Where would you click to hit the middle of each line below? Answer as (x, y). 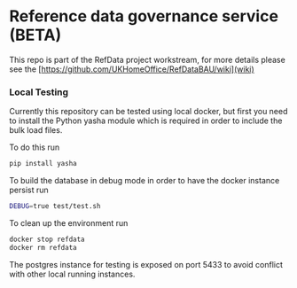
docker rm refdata (43, 247)
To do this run (35, 147)
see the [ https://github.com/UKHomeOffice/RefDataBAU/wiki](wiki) (132, 69)
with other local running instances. (72, 274)
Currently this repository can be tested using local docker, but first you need (148, 112)
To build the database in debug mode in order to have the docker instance (145, 181)
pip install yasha (43, 164)
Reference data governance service (144, 16)
